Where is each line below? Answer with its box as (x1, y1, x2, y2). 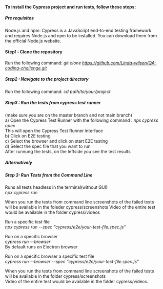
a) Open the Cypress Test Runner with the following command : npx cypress (5, 117, 159, 123)
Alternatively (5, 159, 33, 166)
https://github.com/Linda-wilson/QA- (82, 60, 157, 66)
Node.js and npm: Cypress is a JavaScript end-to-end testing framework (5, 27, 152, 33)
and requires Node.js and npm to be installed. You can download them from (5, 32, 157, 39)
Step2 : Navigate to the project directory (5, 76, 89, 82)
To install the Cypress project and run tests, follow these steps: (5, 4, 136, 10)
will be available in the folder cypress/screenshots (5, 273, 106, 279)
